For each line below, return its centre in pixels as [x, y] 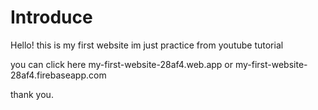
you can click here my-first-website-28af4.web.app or [122, 64]
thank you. [32, 94]
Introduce [51, 17]
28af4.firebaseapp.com [58, 75]
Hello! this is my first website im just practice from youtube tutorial [147, 45]
